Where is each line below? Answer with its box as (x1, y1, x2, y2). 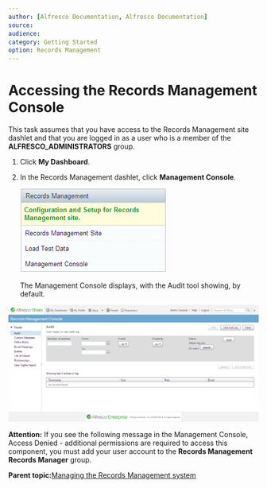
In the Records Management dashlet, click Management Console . (19, 172, 236, 182)
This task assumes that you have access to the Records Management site (8, 125, 250, 134)
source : (8, 21, 34, 29)
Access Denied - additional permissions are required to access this (8, 438, 228, 447)
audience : (8, 29, 41, 37)
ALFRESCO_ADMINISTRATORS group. (8, 141, 135, 151)
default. (19, 289, 45, 299)
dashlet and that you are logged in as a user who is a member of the (8, 134, 232, 143)
